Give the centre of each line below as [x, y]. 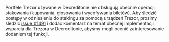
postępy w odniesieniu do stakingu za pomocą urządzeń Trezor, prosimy [81, 18]
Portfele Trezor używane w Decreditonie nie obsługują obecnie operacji [80, 7]
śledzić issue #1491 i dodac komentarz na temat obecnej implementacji [79, 23]
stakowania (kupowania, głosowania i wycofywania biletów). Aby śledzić [81, 13]
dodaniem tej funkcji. [27, 34]
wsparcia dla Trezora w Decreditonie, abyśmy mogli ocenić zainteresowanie [85, 29]
